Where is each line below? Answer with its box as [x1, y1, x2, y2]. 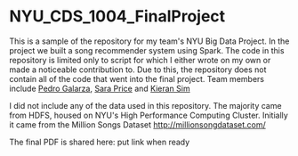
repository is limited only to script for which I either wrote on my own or [9, 54, 271, 65]
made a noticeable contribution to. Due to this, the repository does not [9, 64, 267, 75]
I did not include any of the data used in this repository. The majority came [9, 100, 282, 111]
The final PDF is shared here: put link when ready [9, 136, 190, 147]
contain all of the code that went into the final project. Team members [9, 73, 265, 84]
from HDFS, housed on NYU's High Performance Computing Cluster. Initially [9, 110, 289, 120]
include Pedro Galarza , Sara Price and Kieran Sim [9, 83, 190, 94]
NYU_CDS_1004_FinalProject [9, 6, 226, 27]
